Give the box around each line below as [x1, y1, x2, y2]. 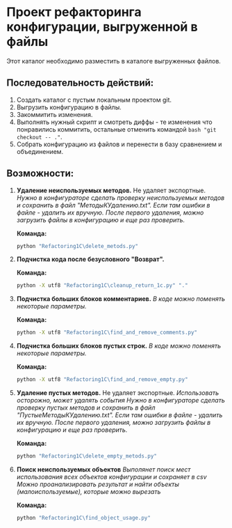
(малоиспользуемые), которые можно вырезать [16, 487, 161, 495]
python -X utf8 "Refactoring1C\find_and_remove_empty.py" [16, 376, 188, 383]
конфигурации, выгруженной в [6, 19, 199, 35]
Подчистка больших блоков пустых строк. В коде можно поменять [16, 342, 222, 350]
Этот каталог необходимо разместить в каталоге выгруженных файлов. [6, 56, 222, 65]
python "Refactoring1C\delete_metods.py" [16, 242, 139, 249]
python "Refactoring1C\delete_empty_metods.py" [16, 453, 157, 460]
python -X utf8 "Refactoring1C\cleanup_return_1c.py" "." [16, 282, 188, 289]
